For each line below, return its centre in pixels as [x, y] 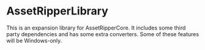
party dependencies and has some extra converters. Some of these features [103, 34]
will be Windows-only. [34, 40]
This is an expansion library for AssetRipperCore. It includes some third [96, 28]
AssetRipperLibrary [57, 11]
